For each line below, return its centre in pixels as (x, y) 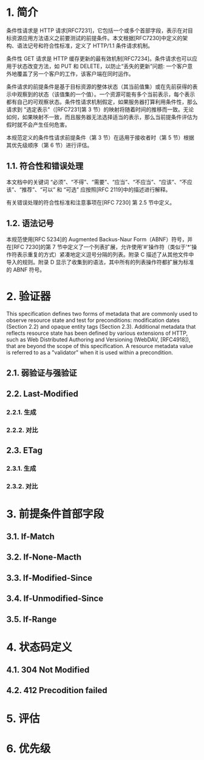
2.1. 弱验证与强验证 (42, 373)
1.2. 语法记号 (30, 223)
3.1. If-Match (30, 536)
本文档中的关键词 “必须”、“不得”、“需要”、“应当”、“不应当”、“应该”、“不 (97, 182)
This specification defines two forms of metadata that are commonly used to (102, 313)
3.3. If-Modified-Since (49, 578)
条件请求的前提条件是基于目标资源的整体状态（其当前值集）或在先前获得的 (99, 86)
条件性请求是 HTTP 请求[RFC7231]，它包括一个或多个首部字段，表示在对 (97, 30)
